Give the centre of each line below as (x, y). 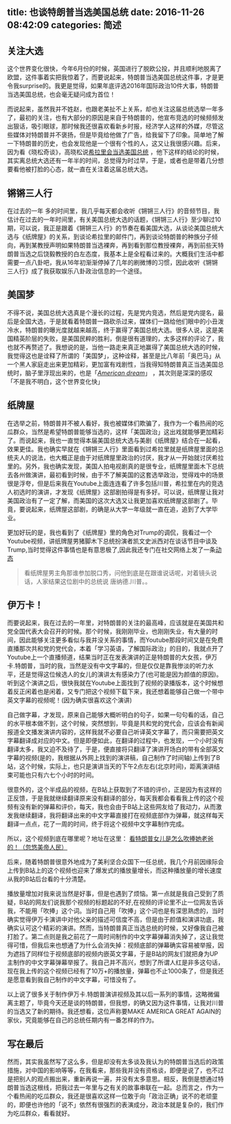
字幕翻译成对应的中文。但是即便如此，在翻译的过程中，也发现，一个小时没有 (115, 741)
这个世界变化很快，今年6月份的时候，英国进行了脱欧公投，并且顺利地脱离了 (114, 69)
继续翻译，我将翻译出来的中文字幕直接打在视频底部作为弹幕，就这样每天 (121, 815)
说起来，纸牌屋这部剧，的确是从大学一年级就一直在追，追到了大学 (118, 509)
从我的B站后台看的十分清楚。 (48, 879)
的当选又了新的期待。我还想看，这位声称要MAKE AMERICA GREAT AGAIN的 (114, 1012)
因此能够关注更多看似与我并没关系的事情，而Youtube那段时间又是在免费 (121, 640)
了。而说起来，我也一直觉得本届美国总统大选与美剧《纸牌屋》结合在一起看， (115, 440)
